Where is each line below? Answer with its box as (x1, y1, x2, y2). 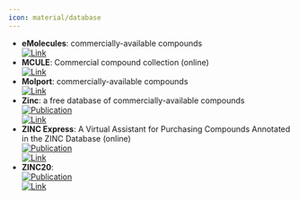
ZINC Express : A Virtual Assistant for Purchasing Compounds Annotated (21, 123, 291, 135)
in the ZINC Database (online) (21, 133, 131, 143)
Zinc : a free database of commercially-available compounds (21, 95, 245, 106)
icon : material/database (8, 13, 101, 22)
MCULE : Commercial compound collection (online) (21, 57, 210, 67)
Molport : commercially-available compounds (21, 75, 189, 86)
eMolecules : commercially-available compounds (21, 38, 203, 48)
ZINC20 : (21, 161, 55, 172)
